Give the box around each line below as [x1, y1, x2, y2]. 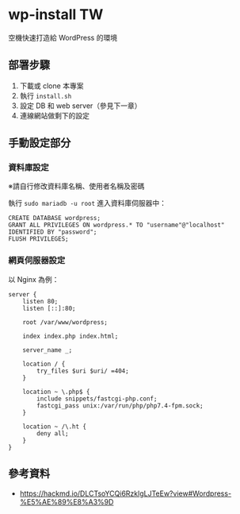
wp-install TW [8, 6, 104, 24]
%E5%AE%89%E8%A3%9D [19, 497, 114, 506]
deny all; [36, 429, 69, 438]
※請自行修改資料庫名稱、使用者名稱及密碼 [8, 181, 145, 191]
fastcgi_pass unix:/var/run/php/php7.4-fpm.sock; [36, 401, 204, 410]
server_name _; [22, 346, 73, 354]
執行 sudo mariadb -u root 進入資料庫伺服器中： [8, 199, 167, 208]
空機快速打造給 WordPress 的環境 [8, 33, 117, 42]
